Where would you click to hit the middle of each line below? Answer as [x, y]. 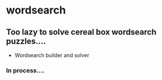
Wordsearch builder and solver [52, 55]
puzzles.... [26, 41]
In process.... [26, 70]
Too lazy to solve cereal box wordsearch [81, 32]
